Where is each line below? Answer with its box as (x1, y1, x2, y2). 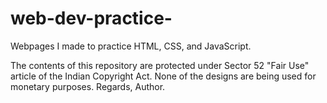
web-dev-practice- (10, 7, 173, 30)
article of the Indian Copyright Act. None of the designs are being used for (10, 70, 317, 82)
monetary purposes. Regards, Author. (10, 80, 166, 92)
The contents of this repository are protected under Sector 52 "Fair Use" (10, 59, 310, 71)
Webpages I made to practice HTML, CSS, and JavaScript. (10, 40, 252, 52)
